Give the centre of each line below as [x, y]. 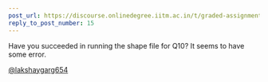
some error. [27, 54]
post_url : [25, 16]
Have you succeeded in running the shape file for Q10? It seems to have [126, 45]
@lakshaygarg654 [38, 69]
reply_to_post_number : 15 [51, 23]
